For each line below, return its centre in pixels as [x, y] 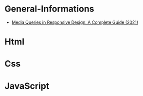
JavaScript [27, 86]
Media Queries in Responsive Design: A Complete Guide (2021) [75, 22]
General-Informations [49, 9]
